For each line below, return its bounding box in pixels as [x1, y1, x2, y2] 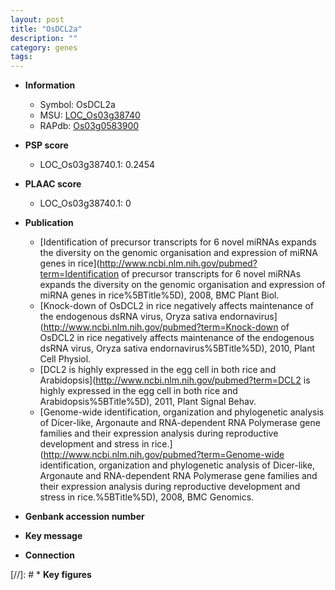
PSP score [24, 139, 69, 151]
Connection [24, 549, 75, 561]
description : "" [10, 33, 78, 43]
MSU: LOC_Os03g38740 [39, 109, 141, 121]
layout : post [10, 14, 65, 25]
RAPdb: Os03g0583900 [39, 120, 140, 132]
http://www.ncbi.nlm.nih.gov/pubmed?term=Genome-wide [43, 449, 285, 461]
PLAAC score [24, 178, 82, 190]
